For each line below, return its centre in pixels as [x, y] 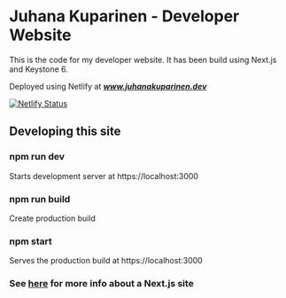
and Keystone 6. [39, 69]
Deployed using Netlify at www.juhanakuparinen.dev [108, 86]
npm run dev [37, 157]
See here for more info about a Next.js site [102, 284]
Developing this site [65, 132]
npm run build [40, 199]
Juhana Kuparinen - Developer [124, 16]
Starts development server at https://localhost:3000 [104, 176]
